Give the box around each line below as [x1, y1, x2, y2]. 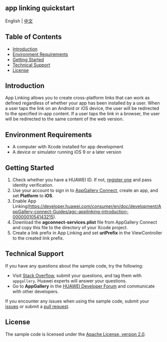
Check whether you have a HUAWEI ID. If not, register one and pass [12, 177, 152, 183]
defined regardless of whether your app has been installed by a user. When [5, 100, 161, 106]
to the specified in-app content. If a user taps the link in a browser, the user [5, 111, 160, 117]
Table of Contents [5, 32, 62, 41]
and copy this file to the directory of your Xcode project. [12, 225, 128, 231]
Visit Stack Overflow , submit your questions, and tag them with [12, 272, 142, 279]
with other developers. [12, 288, 59, 294]
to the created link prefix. [12, 235, 64, 241]
